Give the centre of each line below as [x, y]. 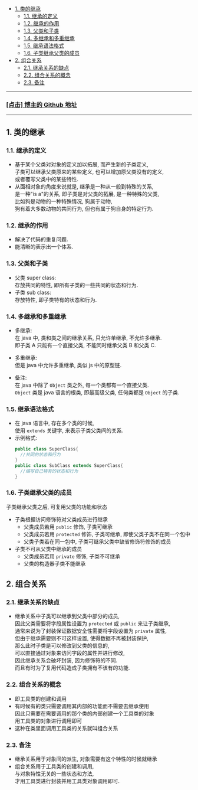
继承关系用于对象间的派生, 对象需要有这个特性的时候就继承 [86, 759]
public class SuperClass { [46, 449]
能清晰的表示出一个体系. [44, 247]
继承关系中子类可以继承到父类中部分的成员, [67, 616]
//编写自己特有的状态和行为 [49, 471]
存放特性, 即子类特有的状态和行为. [56, 299]
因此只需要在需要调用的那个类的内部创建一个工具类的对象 [84, 713]
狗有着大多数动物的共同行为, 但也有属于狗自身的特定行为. [84, 208]
